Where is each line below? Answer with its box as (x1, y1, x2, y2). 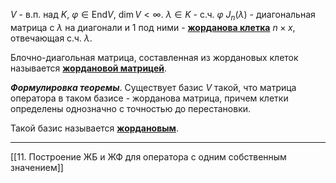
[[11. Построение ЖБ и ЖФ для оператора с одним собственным (10, 150, 287, 163)
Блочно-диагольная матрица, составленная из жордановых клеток (10, 51, 299, 63)
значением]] (10, 161, 64, 173)
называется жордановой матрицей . (10, 62, 168, 74)
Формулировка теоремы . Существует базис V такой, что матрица (10, 81, 297, 93)
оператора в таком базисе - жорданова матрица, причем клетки (10, 92, 289, 104)
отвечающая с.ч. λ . (10, 32, 93, 44)
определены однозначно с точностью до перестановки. (10, 102, 252, 114)
